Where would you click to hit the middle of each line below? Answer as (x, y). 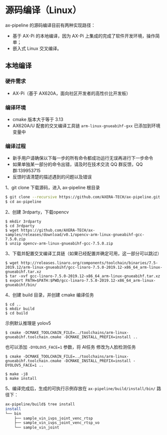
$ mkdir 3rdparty (23, 222)
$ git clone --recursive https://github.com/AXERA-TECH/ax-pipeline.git (83, 197)
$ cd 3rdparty (20, 226)
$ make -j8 (17, 374)
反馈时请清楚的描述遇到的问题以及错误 (52, 177)
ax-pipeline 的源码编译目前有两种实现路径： (50, 25)
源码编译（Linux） (43, 10)
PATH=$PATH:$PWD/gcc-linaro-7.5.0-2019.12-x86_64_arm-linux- (91, 280)
